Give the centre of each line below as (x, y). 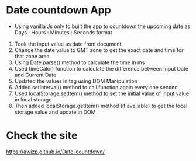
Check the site (42, 136)
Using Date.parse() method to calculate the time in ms (80, 62)
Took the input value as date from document (68, 44)
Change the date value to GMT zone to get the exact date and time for (99, 50)
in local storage (33, 99)
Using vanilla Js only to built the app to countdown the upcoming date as (102, 26)
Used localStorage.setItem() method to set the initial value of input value (102, 93)
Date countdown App (59, 10)
